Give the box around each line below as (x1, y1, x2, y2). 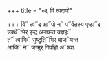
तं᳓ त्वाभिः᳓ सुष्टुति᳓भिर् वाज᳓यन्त (7, 36, 79, 44)
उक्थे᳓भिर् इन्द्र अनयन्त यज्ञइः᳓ (7, 28, 72, 36)
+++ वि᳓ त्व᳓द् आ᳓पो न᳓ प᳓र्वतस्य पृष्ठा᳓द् (7, 21, 101, 28)
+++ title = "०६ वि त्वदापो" (7, 7, 73, 14)
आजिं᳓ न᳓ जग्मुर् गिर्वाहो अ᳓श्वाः (7, 43, 75, 51)
